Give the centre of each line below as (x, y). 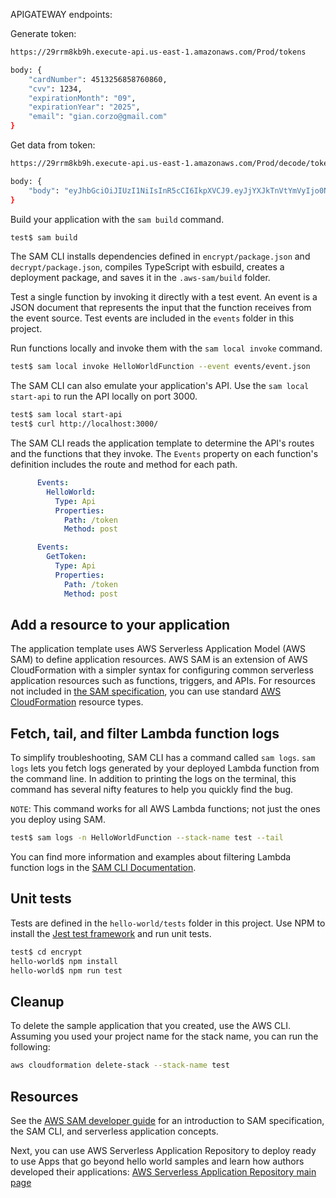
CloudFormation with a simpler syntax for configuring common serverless (162, 670)
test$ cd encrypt (46, 952)
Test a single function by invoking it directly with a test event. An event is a (164, 297)
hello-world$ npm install (64, 961)
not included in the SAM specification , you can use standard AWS (146, 691)
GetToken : (66, 557)
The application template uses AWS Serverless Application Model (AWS (158, 649)
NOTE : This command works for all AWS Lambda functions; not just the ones (165, 809)
